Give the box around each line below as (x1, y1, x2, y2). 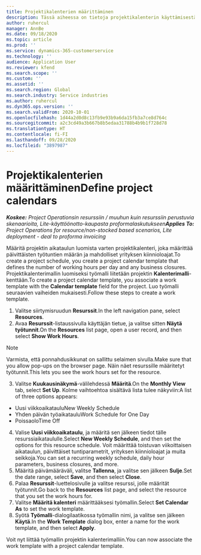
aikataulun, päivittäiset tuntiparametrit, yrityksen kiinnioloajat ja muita (14, 448, 186, 455)
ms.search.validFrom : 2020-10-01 (6, 109, 90, 115)
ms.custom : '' (6, 76, 42, 82)
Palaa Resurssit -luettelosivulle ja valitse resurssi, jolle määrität (14, 479, 169, 487)
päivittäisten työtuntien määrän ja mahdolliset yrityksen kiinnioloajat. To (6, 251, 181, 258)
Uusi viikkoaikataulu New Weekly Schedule (14, 404, 120, 411)
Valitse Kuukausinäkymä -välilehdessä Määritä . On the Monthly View (14, 380, 186, 387)
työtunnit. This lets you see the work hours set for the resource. (6, 368, 162, 375)
